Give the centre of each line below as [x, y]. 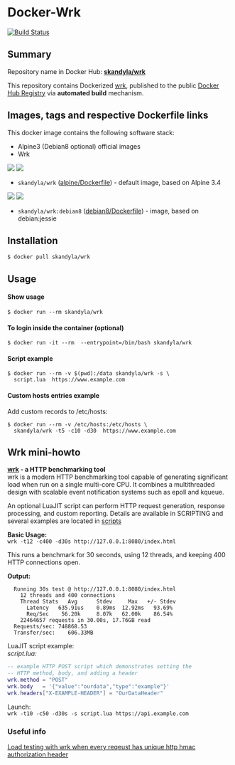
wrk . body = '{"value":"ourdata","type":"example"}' [89, 687]
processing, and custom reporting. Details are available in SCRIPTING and [115, 514]
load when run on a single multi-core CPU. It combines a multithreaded [111, 485]
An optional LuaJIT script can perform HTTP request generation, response [116, 506]
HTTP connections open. [44, 562]
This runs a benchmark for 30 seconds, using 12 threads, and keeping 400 [116, 555]
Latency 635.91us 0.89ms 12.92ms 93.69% [99, 608]
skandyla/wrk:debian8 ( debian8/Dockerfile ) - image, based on [108, 211]
